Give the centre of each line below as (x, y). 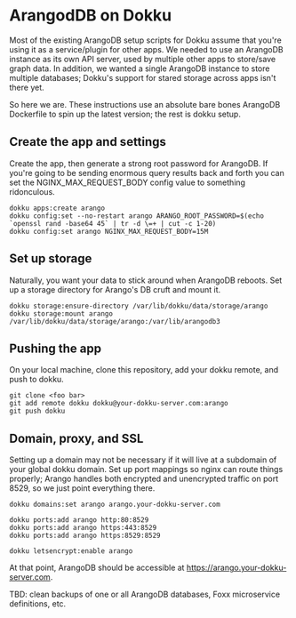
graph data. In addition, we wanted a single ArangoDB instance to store (140, 68)
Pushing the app (56, 348)
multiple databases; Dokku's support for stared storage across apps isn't (143, 77)
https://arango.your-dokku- (236, 568)
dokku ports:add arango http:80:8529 (79, 520)
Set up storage (51, 259)
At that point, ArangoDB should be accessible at (97, 568)
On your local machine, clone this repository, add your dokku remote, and (144, 370)
